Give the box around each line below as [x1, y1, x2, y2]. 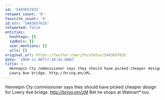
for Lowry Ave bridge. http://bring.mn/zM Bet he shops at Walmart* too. [5, 89, 150, 95]
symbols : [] [9, 39, 34, 44]
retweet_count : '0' [5, 12, 45, 17]
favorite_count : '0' [5, 16, 48, 21]
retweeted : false [5, 25, 41, 30]
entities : [5, 30, 26, 35]
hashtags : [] [9, 35, 36, 40]
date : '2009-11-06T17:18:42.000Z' [5, 57, 76, 62]
